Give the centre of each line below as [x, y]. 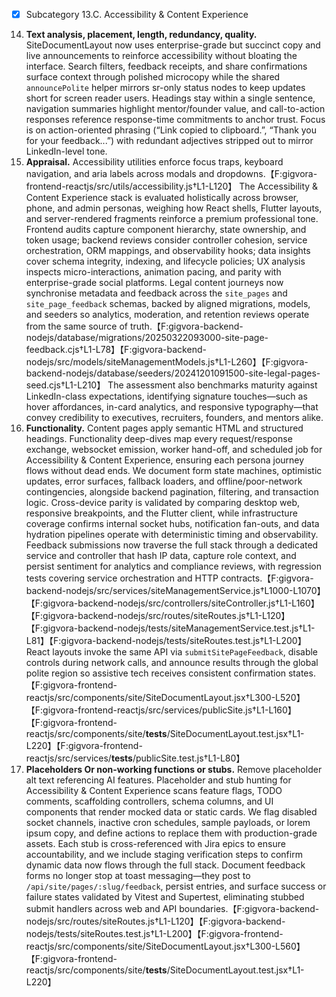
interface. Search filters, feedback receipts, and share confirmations [166, 66]
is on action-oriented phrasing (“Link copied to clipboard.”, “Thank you [171, 130]
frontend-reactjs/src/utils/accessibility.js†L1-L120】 [131, 186]
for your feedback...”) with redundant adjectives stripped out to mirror [169, 141]
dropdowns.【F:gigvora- [267, 174]
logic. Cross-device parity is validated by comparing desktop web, [163, 503]
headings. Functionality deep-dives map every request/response [159, 439]
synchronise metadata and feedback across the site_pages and [156, 293]
